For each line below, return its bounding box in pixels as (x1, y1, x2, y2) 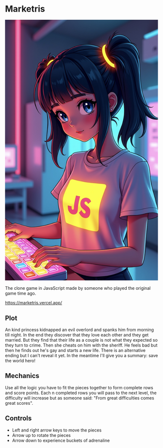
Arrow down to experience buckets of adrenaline (12, 437, 110, 443)
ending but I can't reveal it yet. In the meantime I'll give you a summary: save (5, 353, 158, 359)
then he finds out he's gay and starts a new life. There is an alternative (5, 348, 146, 353)
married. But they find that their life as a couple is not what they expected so (5, 337, 158, 343)
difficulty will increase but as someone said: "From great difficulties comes (5, 395, 154, 401)
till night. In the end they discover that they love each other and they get (5, 332, 149, 338)
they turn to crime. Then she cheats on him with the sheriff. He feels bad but (5, 342, 158, 348)
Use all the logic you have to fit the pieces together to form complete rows (5, 384, 154, 390)
